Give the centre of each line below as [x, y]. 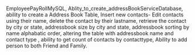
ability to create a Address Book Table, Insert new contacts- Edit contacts [95, 15]
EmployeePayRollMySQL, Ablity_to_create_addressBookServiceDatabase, [95, 8]
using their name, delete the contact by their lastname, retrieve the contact [96, 21]
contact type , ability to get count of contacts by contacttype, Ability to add [97, 39]
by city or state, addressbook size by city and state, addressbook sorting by [98, 27]
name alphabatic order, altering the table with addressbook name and [90, 33]
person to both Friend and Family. [47, 46]
